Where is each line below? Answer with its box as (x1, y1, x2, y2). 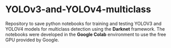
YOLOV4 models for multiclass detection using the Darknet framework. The (5, 26, 165, 32)
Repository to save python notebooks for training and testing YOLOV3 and (5, 20, 162, 27)
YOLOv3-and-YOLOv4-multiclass (5, 4, 151, 15)
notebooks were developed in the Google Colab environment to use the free (5, 31, 166, 37)
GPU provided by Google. (5, 37, 59, 43)
